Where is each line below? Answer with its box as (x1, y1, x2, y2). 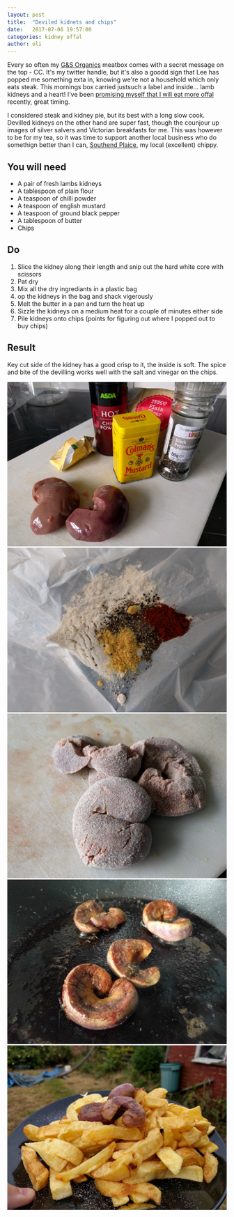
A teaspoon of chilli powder (17, 194, 97, 202)
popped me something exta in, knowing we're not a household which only (7, 75, 219, 84)
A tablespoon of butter (17, 216, 82, 224)
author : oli (7, 40, 42, 48)
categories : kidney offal (7, 33, 82, 40)
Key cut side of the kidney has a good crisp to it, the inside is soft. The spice (7, 360, 226, 369)
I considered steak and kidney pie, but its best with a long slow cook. (7, 111, 205, 120)
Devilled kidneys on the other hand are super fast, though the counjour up (7, 118, 219, 127)
